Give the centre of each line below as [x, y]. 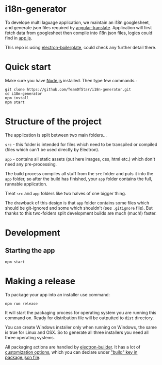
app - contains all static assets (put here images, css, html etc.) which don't [80, 159]
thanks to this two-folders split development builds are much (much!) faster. [81, 213]
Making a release [40, 281]
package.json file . [23, 357]
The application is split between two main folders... [56, 135]
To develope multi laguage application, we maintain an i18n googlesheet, [78, 22]
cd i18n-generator [24, 93]
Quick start [28, 67]
